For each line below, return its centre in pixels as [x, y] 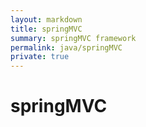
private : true [40, 57]
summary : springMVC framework [73, 38]
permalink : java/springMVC [66, 47]
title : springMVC [46, 29]
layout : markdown [46, 19]
